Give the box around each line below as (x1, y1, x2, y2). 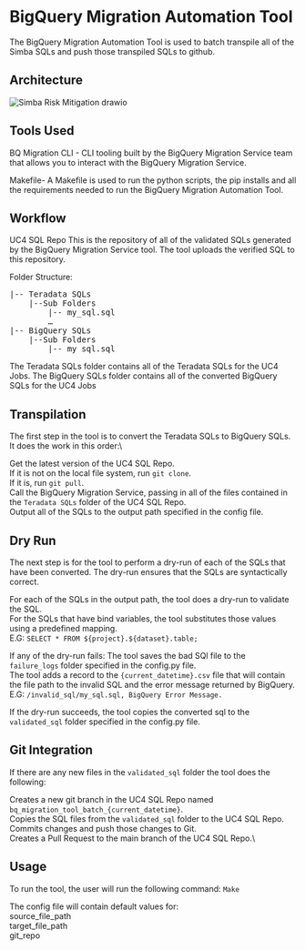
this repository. (9, 254, 66, 265)
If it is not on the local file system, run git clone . (9, 468, 192, 479)
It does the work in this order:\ (9, 440, 123, 451)
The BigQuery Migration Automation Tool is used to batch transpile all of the (9, 36, 294, 47)
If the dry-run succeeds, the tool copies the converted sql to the (9, 707, 250, 717)
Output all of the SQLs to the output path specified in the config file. (9, 507, 264, 518)
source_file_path (9, 910, 72, 921)
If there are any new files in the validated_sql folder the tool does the (9, 766, 270, 777)
